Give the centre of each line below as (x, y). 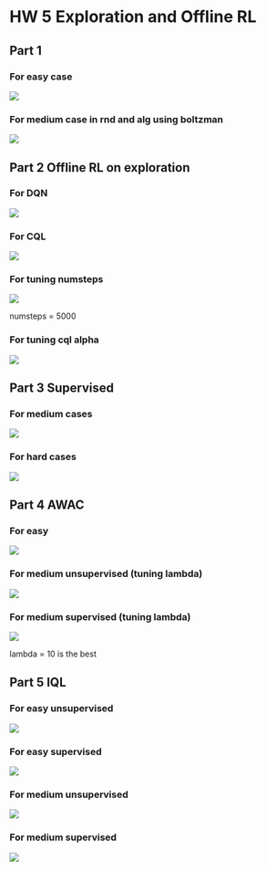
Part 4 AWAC (47, 505)
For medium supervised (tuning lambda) (100, 616)
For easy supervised (56, 751)
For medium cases (51, 415)
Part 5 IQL (38, 682)
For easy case (41, 77)
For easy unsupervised (61, 708)
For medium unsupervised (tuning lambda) (106, 574)
